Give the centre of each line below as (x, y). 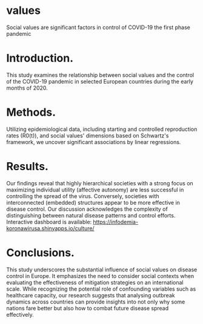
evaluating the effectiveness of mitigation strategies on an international (95, 282)
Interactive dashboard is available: (49, 222)
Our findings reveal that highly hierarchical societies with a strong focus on (100, 183)
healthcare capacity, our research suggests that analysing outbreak (91, 295)
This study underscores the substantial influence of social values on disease (102, 269)
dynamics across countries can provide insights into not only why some (96, 302)
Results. (27, 167)
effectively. (20, 314)
